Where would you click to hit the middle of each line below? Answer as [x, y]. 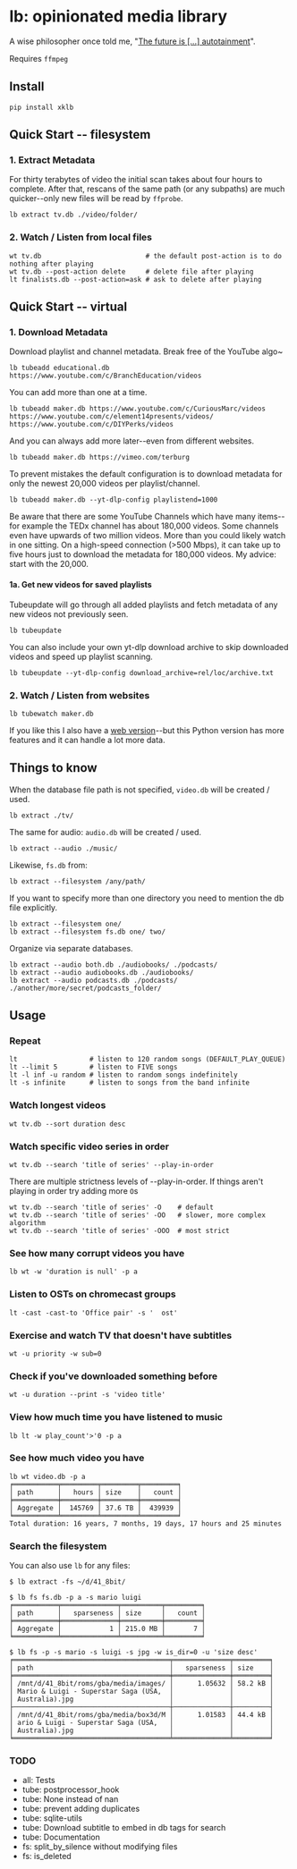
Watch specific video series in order [89, 1146]
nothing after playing [51, 264]
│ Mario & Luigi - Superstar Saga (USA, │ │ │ [142, 1692]
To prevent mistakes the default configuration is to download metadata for [146, 474]
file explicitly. [34, 907]
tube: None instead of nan [70, 1799]
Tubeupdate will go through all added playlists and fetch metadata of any [144, 605]
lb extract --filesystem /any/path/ [77, 881]
